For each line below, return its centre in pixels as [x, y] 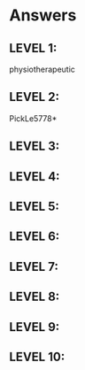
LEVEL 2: [35, 97]
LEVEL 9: [35, 327]
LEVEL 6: [35, 237]
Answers [43, 15]
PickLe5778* [33, 118]
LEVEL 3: [35, 146]
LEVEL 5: [34, 206]
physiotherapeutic [42, 69]
